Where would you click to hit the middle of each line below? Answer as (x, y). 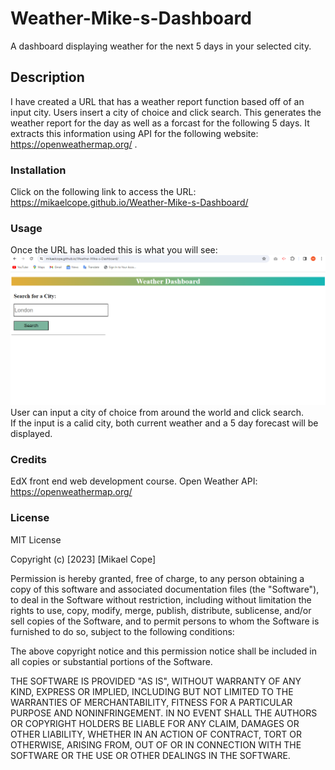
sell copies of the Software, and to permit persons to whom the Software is (165, 621)
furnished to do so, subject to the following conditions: (122, 631)
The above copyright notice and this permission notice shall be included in (163, 651)
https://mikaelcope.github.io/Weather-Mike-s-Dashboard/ (129, 203)
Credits (28, 459)
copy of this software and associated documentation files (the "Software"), (165, 589)
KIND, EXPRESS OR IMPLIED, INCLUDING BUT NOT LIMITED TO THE (152, 691)
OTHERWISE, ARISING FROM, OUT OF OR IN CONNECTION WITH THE (156, 744)
